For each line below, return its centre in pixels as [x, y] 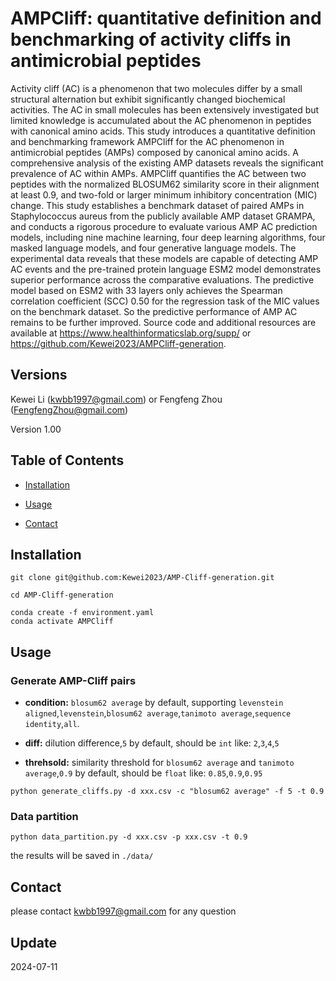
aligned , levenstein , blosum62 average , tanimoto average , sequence [158, 713]
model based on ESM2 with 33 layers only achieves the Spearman [146, 290]
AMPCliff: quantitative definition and [166, 18]
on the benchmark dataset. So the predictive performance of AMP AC [154, 311]
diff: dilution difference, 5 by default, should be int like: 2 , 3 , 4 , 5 [152, 743]
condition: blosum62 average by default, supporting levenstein [154, 703]
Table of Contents [67, 460]
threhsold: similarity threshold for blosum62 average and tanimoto [159, 763]
